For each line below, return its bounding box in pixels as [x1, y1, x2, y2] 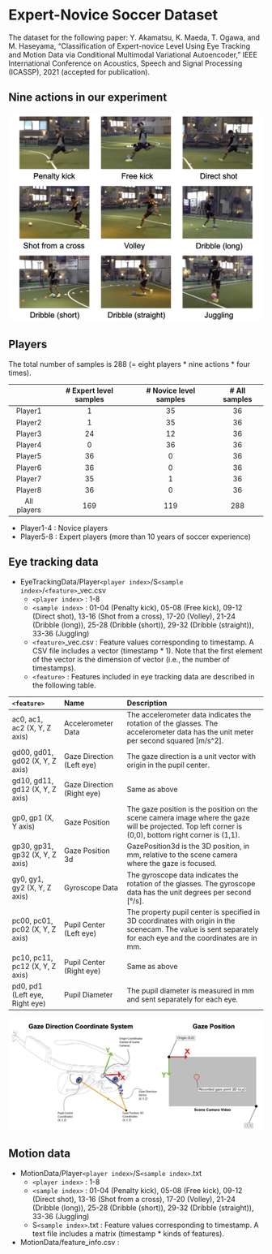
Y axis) [11, 821, 36, 831]
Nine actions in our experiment [8, 91, 168, 105]
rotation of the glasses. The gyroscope [126, 878, 256, 888]
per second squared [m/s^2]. [126, 736, 224, 746]
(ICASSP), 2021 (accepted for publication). [8, 67, 151, 76]
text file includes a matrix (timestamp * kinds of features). [32, 1228, 225, 1239]
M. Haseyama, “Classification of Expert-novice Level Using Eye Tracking [8, 41, 251, 50]
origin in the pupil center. [126, 761, 210, 770]
